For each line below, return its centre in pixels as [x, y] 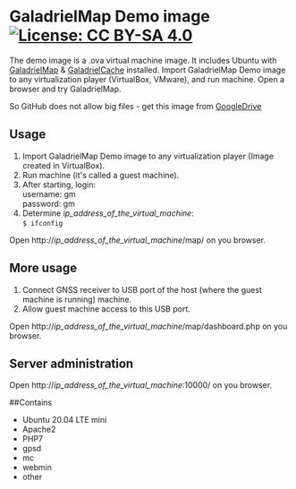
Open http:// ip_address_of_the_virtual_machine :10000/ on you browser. [141, 385]
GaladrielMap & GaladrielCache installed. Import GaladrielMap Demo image [148, 70]
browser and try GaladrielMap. [66, 89]
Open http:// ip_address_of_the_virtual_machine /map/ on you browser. [138, 240]
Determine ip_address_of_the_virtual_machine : [108, 213]
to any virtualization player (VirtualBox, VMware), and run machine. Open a [147, 79]
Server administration [72, 363]
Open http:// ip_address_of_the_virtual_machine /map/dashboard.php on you [148, 326]
